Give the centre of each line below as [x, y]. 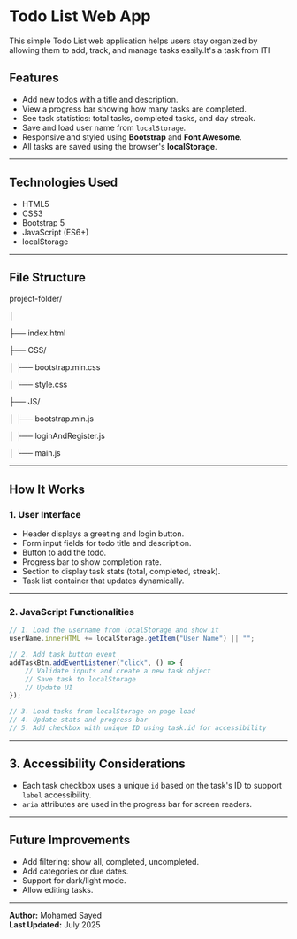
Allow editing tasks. [57, 889]
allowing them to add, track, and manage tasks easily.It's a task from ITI [140, 50]
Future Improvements [70, 840]
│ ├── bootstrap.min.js [52, 419]
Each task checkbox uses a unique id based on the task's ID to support [152, 785]
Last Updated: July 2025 [55, 924]
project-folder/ [36, 299]
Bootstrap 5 [43, 222]
